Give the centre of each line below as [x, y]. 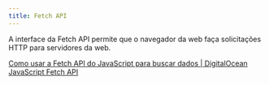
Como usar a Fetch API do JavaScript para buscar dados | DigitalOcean [128, 63]
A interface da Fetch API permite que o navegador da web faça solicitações [135, 39]
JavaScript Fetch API [43, 72]
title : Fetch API [38, 16]
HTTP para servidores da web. [60, 47]
